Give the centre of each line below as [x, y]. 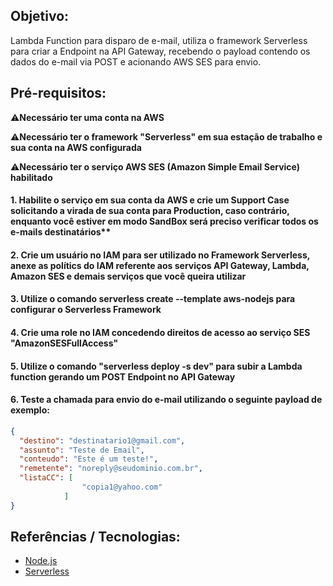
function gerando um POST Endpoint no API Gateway [123, 376]
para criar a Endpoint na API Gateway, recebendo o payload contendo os [160, 51]
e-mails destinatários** [61, 232]
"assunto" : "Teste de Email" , [82, 450]
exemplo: [30, 410]
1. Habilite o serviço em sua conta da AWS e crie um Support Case [150, 200]
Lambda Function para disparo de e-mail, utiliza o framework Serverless [159, 40]
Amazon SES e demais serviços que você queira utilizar [128, 276]
